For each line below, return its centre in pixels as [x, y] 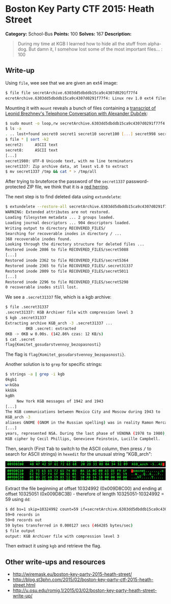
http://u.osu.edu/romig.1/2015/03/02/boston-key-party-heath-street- [84, 590]
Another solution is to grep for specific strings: [54, 364]
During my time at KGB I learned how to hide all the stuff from [82, 43]
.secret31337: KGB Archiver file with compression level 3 [69, 312]
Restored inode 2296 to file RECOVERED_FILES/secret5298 [67, 282]
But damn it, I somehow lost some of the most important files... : [96, 49]
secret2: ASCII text [32, 145]
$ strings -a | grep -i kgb [35, 374]
